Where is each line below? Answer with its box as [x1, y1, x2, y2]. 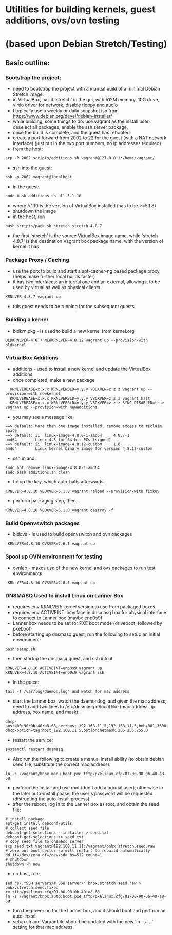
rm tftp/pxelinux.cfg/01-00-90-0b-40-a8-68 [5, 889, 100, 894]
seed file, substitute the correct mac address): [12, 761, 111, 767]
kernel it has [12, 243, 40, 250]
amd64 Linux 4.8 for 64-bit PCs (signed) [5, 437, 111, 442]
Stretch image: [12, 91, 44, 97]
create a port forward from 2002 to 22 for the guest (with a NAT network [12, 135, 167, 141]
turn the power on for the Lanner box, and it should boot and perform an [12, 907, 166, 913]
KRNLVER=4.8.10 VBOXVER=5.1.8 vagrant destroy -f [5, 508, 114, 513]
